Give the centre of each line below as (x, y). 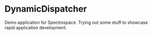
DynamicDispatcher (46, 9)
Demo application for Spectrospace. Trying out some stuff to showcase (76, 22)
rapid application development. (36, 27)
